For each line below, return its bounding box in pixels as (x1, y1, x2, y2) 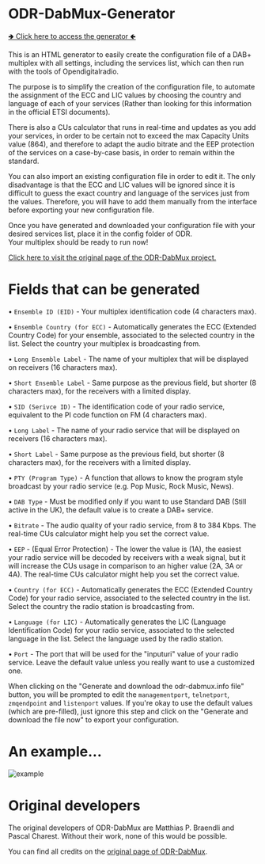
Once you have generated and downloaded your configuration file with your (8, 220, 256, 230)
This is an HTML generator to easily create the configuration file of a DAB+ (8, 49, 252, 59)
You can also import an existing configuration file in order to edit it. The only (8, 171, 256, 181)
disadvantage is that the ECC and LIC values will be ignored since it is (8, 180, 236, 189)
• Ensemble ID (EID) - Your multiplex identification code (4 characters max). (8, 306, 257, 316)
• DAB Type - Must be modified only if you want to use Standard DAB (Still (8, 497, 247, 506)
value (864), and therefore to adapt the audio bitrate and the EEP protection (8, 139, 255, 149)
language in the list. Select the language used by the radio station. (8, 634, 224, 643)
